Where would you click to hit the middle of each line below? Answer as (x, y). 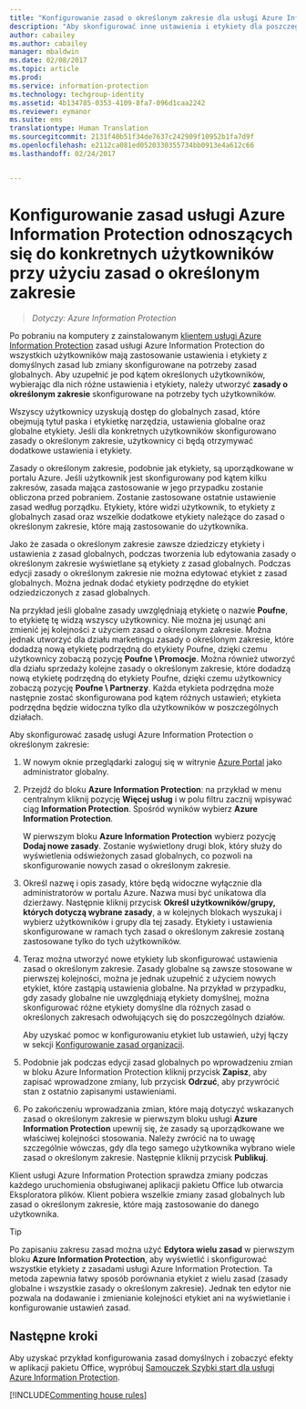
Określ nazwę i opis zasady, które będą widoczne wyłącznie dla (142, 883)
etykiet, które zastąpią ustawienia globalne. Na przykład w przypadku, (154, 988)
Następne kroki (54, 1335)
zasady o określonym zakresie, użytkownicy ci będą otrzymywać (131, 440)
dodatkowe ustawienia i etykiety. (71, 450)
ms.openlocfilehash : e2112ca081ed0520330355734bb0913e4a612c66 (132, 145)
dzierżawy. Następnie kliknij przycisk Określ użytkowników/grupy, (149, 902)
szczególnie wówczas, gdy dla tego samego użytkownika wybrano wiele (159, 1148)
